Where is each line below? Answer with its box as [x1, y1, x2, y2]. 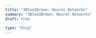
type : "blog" [5, 25, 32, 30]
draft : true [5, 16, 30, 21]
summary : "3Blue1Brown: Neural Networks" [5, 12, 93, 17]
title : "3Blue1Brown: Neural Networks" [5, 7, 88, 12]
